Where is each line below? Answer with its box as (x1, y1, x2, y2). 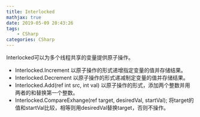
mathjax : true (6, 14, 42, 20)
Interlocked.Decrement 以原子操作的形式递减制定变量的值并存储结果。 (14, 74, 189, 81)
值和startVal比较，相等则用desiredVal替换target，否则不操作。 (14, 104, 169, 111)
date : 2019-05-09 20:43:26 (6, 20, 74, 26)
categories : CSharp (6, 37, 55, 43)
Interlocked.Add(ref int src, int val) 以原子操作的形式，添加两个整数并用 (14, 82, 190, 89)
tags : (6, 25, 20, 32)
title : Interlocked (6, 8, 55, 15)
